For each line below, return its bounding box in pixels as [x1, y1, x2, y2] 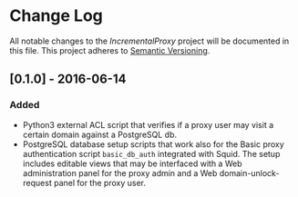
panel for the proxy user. [53, 177, 146, 188]
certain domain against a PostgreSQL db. [22, 129, 178, 140]
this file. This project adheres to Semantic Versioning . [9, 44, 211, 55]
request [22, 177, 52, 188]
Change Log [9, 5, 103, 26]
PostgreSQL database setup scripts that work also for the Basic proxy [22, 138, 284, 150]
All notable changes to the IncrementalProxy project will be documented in [9, 35, 290, 46]
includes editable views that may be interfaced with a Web [22, 158, 242, 169]
